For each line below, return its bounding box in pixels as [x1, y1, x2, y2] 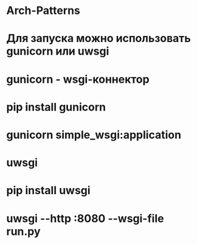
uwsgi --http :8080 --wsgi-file [6, 211, 164, 225]
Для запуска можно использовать [6, 32, 192, 46]
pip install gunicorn [6, 100, 106, 114]
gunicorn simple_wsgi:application [6, 128, 181, 142]
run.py [6, 225, 41, 238]
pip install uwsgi [6, 184, 91, 198]
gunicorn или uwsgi [6, 44, 109, 58]
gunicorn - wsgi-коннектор [6, 72, 150, 86]
